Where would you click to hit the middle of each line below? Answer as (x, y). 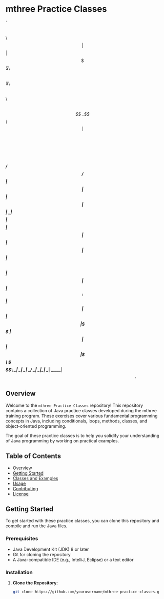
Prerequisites (22, 539)
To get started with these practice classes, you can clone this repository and (82, 521)
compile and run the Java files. (37, 526)
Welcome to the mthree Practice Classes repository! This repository (74, 405)
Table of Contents (33, 456)
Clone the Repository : (35, 583)
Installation (19, 572)
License (20, 494)
